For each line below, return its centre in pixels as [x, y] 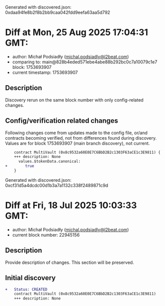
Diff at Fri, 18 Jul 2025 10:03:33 [71, 205]
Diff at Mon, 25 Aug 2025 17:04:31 [77, 32]
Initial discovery [30, 278]
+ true [20, 166]
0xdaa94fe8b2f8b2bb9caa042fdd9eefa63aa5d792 [58, 12]
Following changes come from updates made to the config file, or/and [76, 133]
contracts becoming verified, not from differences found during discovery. [81, 138]
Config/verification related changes [62, 121]
